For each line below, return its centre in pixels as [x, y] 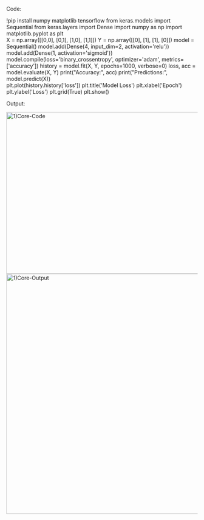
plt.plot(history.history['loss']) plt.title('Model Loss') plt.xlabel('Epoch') [94, 85]
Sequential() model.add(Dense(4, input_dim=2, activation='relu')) [88, 46]
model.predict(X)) [28, 79]
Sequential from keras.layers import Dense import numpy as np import [94, 27]
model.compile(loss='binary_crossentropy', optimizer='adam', [83, 59]
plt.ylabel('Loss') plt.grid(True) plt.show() [58, 92]
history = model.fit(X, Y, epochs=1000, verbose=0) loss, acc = [118, 66]
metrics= [173, 59]
